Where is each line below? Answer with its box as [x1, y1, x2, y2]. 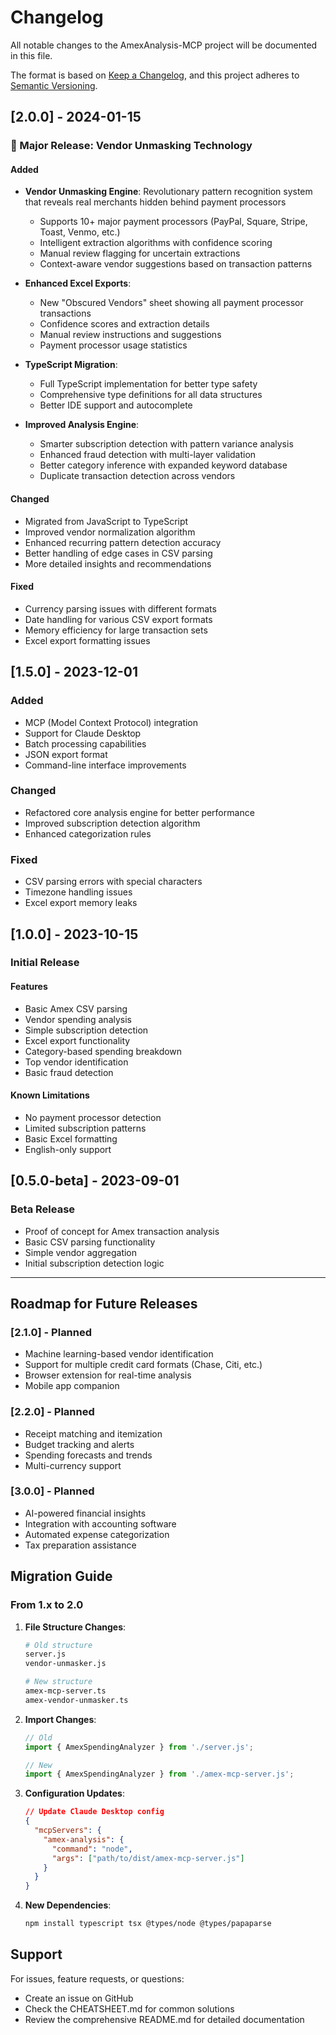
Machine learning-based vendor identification [24, 1348, 214, 1360]
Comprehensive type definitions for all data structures [39, 389, 263, 401]
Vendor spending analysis [24, 1013, 132, 1025]
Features [10, 981, 48, 993]
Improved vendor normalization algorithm [24, 526, 196, 538]
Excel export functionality [24, 1034, 131, 1046]
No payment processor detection [24, 1111, 162, 1123]
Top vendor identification [24, 1056, 129, 1068]
